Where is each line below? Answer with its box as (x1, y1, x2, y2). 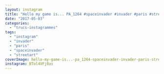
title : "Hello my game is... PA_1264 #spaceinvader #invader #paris (5, 12, 147, 17)
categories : (5, 20, 29, 26)
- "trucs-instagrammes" (9, 25, 58, 30)
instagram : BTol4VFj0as (5, 61, 54, 66)
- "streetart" (9, 52, 38, 57)
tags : (5, 30, 16, 35)
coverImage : (5, 57, 29, 62)
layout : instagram (5, 7, 42, 12)
